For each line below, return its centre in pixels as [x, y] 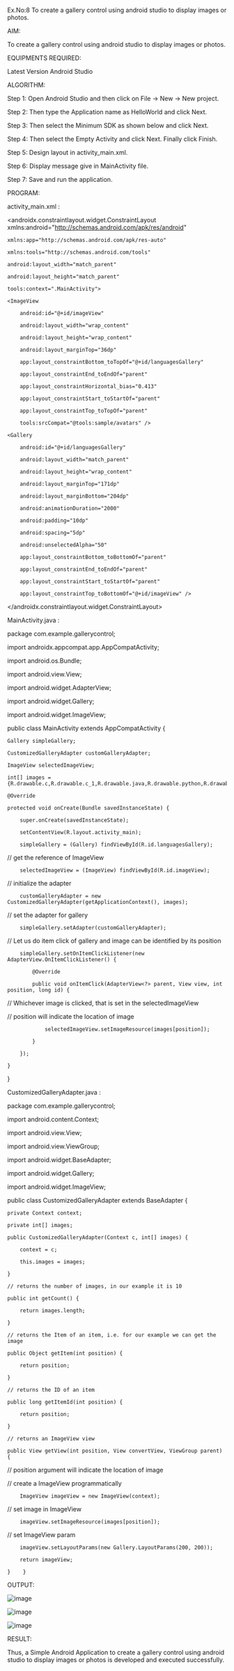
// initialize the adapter [39, 883]
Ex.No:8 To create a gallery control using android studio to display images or [117, 10]
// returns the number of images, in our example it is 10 [95, 1286]
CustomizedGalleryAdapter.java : [54, 1092]
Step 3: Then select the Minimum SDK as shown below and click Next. [108, 125]
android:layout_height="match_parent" [63, 277]
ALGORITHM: [26, 85]
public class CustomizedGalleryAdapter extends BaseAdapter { [97, 1200]
